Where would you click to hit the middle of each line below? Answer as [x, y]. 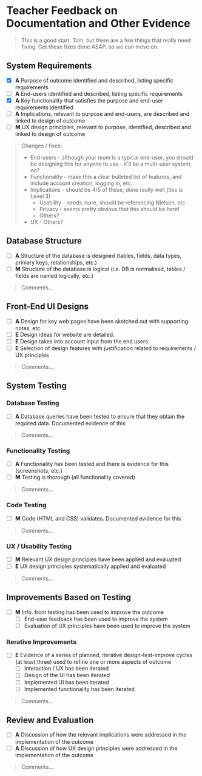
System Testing [36, 386]
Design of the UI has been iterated [67, 675]
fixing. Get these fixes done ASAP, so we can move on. [90, 47]
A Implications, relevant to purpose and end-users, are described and [102, 113]
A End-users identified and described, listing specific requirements [99, 93]
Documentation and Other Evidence [98, 23]
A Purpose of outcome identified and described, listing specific [94, 80]
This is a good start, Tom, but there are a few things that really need [106, 40]
